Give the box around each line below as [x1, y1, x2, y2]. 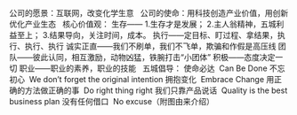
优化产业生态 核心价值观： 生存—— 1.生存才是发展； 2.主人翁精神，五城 [9, 19, 277, 29]
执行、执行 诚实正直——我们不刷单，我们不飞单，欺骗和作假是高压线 [24, 41, 277, 51]
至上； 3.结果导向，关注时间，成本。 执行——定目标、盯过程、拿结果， [16, 30, 278, 40]
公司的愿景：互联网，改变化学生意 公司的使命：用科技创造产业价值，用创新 [9, 8, 289, 18]
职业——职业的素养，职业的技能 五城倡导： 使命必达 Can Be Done [19, 63, 269, 73]
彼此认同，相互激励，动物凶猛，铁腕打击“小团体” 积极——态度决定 [32, 52, 276, 62]
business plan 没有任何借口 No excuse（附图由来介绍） [9, 96, 215, 106]
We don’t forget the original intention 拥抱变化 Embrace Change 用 [28, 74, 275, 84]
